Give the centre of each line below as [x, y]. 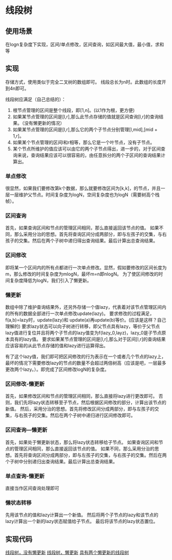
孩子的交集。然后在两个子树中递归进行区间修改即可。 [79, 415]
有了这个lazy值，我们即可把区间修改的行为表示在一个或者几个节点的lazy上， [86, 357]
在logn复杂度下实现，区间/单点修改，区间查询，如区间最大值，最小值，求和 [85, 44]
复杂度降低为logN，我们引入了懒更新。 [50, 280]
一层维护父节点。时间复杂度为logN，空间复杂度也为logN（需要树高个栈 [84, 195]
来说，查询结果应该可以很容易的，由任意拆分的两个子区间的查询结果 [89, 155]
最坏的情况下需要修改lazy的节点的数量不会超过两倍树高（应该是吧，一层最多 [86, 363]
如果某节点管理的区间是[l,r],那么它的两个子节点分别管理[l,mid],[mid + [85, 129]
